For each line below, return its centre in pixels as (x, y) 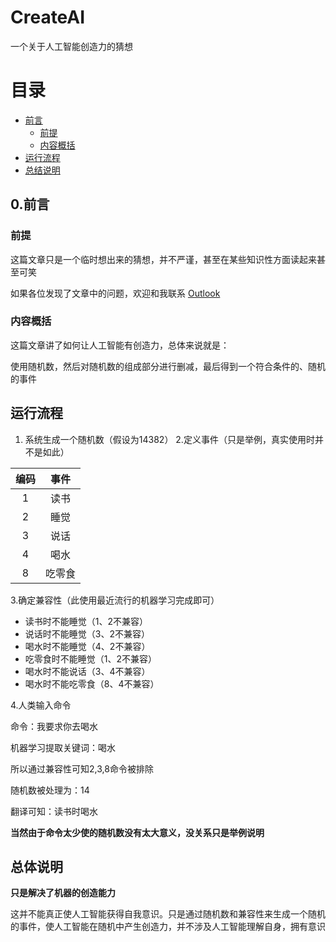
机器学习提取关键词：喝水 (63, 747)
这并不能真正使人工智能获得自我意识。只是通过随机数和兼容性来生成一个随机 (168, 914)
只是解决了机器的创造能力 (63, 893)
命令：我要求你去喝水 (54, 726)
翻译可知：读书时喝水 (54, 811)
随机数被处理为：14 (50, 790)
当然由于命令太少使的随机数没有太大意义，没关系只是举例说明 (137, 832)
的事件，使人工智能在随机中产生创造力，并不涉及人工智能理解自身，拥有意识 (168, 927)
